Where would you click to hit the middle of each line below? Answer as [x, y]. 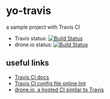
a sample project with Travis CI [43, 27]
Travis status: [31, 38]
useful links [28, 63]
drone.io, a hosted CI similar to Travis [59, 90]
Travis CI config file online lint [50, 83]
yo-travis [29, 11]
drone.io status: [33, 45]
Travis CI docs [32, 77]
